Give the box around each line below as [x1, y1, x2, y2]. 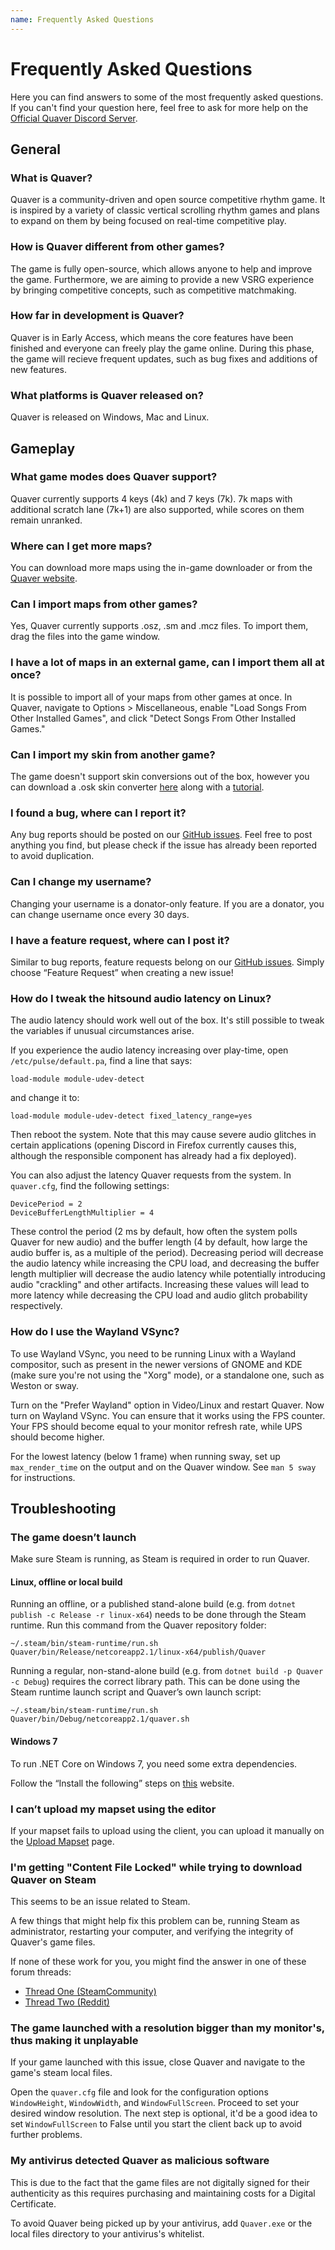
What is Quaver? [10, 171, 93, 185]
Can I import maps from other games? [10, 597, 198, 611]
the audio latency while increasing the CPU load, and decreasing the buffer [10, 1257, 320, 1270]
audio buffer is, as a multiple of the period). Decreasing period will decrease [10, 1247, 324, 1259]
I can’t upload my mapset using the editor [10, 1802, 217, 1816]
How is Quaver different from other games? [10, 240, 225, 254]
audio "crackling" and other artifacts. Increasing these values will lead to [10, 1279, 310, 1291]
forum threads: [10, 1966, 72, 1978]
